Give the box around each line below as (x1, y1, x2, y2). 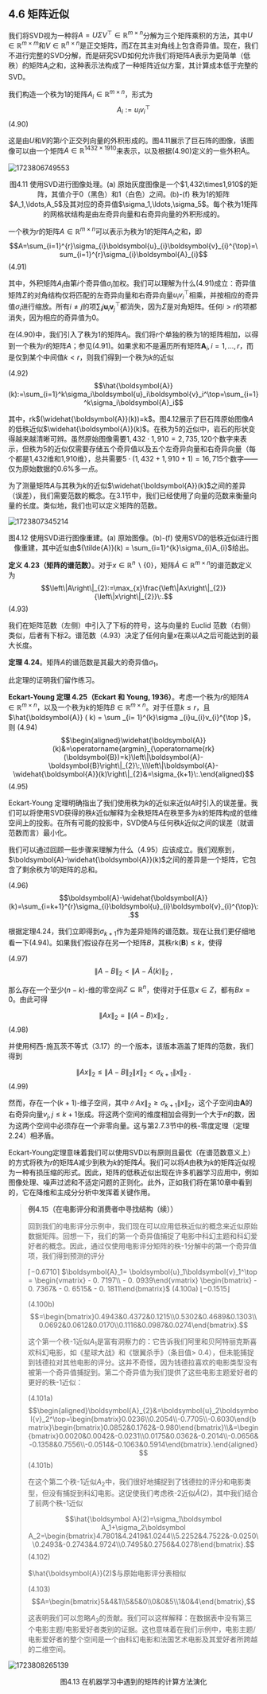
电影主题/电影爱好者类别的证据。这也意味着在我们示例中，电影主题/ (34, 1624, 256, 1634)
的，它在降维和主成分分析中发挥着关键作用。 (8, 1187, 155, 1197)
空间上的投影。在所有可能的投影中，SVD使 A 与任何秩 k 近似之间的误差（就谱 (8, 818, 254, 828)
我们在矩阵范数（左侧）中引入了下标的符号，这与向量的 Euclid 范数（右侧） (8, 620, 255, 630)
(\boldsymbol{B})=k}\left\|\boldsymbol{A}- (63, 753, 204, 762)
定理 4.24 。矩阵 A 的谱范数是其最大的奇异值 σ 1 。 (8, 657, 163, 668)
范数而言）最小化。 (8, 828, 72, 838)
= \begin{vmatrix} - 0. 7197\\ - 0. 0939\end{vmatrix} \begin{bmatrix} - (27, 1275, 257, 1285)
